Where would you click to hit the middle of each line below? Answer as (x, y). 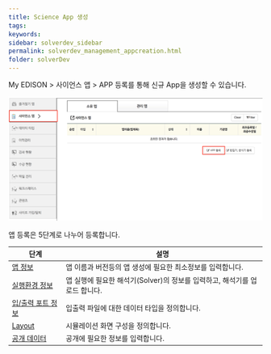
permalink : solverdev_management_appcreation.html (95, 51)
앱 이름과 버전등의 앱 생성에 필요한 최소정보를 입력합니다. (154, 268)
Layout (23, 325)
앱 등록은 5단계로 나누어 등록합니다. (65, 234)
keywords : (25, 34)
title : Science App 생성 (48, 17)
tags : (17, 25)
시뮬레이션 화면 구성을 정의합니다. (119, 326)
